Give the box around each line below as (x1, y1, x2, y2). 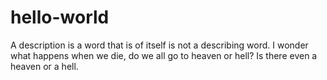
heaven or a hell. (10, 60, 79, 72)
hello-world (10, 6, 110, 29)
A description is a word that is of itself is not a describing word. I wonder (10, 39, 309, 51)
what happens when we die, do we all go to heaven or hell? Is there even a (10, 49, 318, 61)
